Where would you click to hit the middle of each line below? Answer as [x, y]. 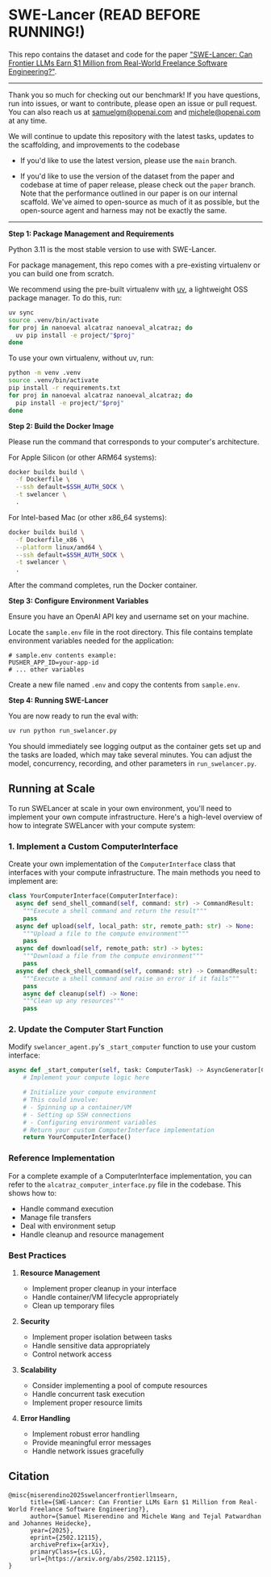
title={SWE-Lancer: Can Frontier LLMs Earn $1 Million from [133, 1502]
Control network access [72, 1354]
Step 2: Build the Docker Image [61, 426]
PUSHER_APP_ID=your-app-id [54, 663]
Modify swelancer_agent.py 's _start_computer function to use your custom [132, 1047]
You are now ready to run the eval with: [73, 716]
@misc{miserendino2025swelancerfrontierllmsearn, [94, 1495]
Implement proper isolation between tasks [102, 1337]
